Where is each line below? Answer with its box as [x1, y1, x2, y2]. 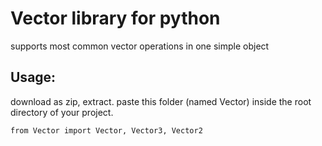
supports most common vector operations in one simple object [10, 40, 270, 52]
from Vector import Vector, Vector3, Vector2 [10, 125, 203, 136]
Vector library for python [10, 7, 221, 30]
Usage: [10, 69, 57, 86]
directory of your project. [10, 106, 114, 118]
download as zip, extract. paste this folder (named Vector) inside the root [10, 95, 312, 107]
